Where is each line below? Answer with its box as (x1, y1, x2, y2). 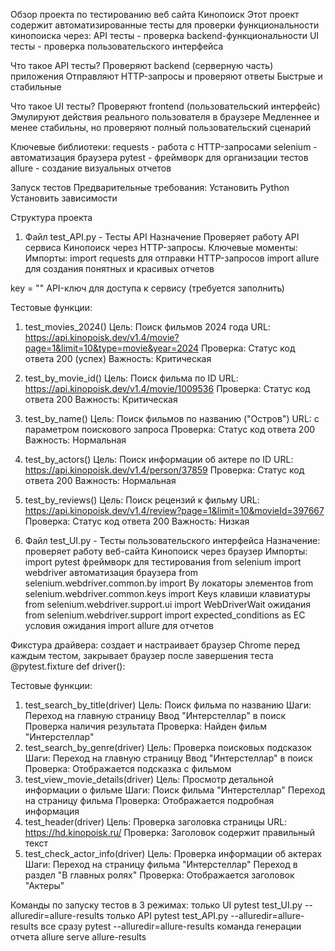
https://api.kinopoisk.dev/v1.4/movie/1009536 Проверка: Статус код (24, 383, 311, 394)
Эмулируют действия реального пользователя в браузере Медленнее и (10, 111, 320, 123)
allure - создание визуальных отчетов (10, 162, 172, 174)
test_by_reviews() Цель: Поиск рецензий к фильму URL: (24, 494, 260, 506)
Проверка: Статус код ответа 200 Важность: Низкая (24, 515, 250, 527)
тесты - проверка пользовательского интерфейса (10, 40, 224, 52)
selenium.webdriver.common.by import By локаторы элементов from (24, 577, 314, 589)
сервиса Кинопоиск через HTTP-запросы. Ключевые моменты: (24, 242, 298, 253)
